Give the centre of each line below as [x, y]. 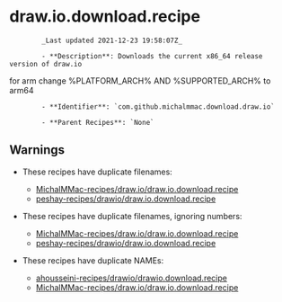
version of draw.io [46, 64]
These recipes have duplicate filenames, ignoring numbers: [132, 216]
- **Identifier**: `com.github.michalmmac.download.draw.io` [159, 107]
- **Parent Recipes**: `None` [98, 122]
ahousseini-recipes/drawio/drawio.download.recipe [131, 278]
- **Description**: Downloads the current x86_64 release [152, 56]
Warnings [37, 150]
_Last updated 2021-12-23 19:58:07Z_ [112, 40]
